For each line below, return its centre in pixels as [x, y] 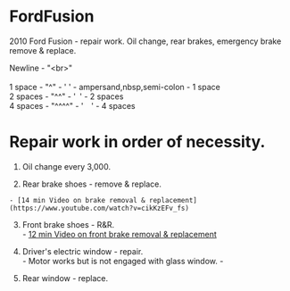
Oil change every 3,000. [66, 166]
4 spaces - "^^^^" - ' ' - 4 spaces [72, 105]
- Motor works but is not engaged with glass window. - [123, 261]
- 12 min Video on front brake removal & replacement [119, 234]
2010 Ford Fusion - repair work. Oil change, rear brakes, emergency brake [145, 41]
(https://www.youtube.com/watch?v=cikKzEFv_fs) [99, 208]
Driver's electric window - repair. [83, 251]
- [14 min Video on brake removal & [77, 200]
